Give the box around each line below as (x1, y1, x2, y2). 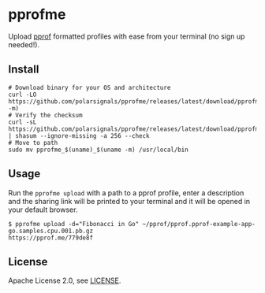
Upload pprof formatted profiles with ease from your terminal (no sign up (8, 32, 245, 41)
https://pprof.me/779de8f (8, 234, 93, 242)
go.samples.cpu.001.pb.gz (8, 227, 93, 235)
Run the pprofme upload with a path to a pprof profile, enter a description (8, 187, 244, 198)
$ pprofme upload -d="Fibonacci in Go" (8, 220, 140, 228)
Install (8, 63, 39, 76)
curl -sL (8, 118, 37, 126)
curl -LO (8, 91, 37, 98)
